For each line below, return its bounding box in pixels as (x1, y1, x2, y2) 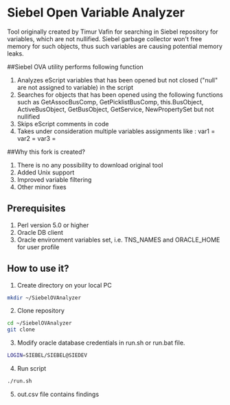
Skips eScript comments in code (16, 119, 109, 128)
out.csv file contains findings (16, 390, 100, 398)
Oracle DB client (16, 228, 64, 236)
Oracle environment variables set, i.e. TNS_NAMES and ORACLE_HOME (16, 235, 220, 244)
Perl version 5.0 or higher (16, 221, 89, 229)
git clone (7, 326, 36, 334)
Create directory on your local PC (16, 281, 112, 289)
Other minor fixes (16, 183, 67, 191)
